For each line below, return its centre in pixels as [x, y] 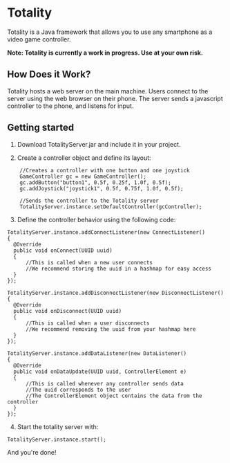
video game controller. [39, 39]
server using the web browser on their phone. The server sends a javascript [115, 98]
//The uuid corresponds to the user [78, 390]
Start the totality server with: [58, 426]
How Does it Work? [49, 74]
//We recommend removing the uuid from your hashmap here [111, 329]
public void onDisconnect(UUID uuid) [68, 311]
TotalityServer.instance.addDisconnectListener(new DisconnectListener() [116, 293]
